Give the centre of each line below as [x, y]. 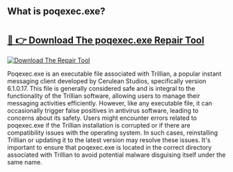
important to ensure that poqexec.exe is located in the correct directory [110, 147]
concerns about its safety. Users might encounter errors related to [102, 118]
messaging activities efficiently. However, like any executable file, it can [110, 103]
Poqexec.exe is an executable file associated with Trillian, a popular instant [114, 74]
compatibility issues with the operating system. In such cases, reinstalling [113, 132]
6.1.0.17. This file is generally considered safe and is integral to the [101, 88]
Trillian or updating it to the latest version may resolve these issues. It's [109, 140]
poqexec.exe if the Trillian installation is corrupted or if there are [99, 125]
